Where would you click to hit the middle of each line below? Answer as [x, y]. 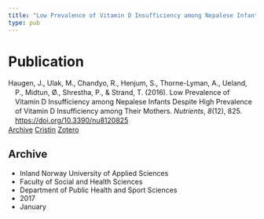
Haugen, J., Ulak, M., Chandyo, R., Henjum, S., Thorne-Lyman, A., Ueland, [128, 83]
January [33, 206]
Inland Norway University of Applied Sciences [94, 173]
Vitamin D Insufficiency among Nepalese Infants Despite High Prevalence [134, 102]
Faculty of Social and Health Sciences [81, 181]
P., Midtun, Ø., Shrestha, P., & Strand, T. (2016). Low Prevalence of [123, 93]
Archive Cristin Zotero [44, 130]
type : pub [24, 23]
